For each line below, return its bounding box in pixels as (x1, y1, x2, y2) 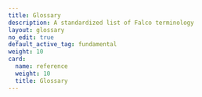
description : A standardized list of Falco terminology (8, 19, 194, 27)
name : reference (15, 63, 68, 70)
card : (8, 56, 26, 63)
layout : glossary (8, 26, 65, 34)
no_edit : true (8, 33, 55, 41)
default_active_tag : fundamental (8, 41, 117, 48)
